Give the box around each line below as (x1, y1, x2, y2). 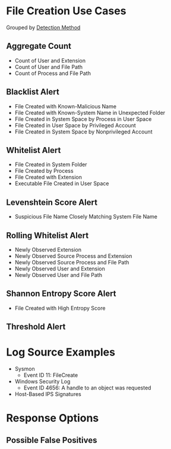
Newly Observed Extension (14, 246, 82, 253)
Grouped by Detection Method (6, 24, 81, 31)
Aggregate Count (6, 41, 71, 51)
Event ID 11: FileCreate (23, 372, 78, 379)
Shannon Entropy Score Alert (6, 289, 117, 299)
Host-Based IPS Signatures (14, 391, 81, 398)
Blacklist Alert (6, 87, 59, 97)
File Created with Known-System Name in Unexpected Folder (14, 109, 166, 116)
